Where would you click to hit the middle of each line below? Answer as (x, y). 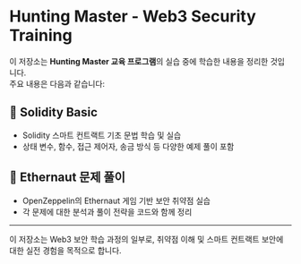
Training (41, 35)
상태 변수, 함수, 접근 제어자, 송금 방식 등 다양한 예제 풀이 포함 (128, 146)
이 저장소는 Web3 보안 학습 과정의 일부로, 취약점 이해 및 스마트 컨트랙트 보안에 (146, 239)
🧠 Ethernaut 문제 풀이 (67, 178)
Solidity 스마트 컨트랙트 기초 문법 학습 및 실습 (102, 135)
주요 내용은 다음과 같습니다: (57, 83)
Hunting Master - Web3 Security (133, 17)
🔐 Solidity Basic (54, 112)
